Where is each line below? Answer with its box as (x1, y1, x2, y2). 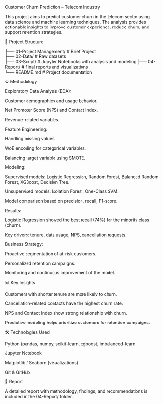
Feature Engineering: (5, 126, 48, 132)
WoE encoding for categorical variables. (5, 145, 86, 151)
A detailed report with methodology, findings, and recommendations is (5, 388, 148, 394)
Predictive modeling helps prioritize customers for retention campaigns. (5, 320, 150, 325)
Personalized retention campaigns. (5, 260, 76, 266)
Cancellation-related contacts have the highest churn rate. (5, 300, 123, 306)
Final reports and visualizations (25, 64, 88, 70)
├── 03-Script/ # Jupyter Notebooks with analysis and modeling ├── (5, 59, 147, 64)
